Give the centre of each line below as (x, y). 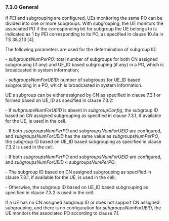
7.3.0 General (22, 7)
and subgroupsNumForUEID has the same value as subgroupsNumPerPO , (82, 136)
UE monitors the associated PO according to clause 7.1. (62, 213)
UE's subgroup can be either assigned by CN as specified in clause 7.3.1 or (83, 95)
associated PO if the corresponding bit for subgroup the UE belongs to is (81, 29)
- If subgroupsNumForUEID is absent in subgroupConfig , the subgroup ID (82, 110)
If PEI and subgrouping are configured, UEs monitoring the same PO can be (84, 18)
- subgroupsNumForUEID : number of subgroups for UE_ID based (73, 80)
